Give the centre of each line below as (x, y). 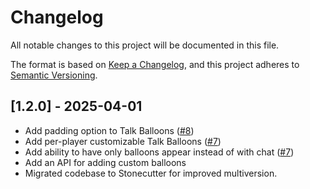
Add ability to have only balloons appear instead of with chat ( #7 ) (159, 152)
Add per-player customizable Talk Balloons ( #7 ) (123, 141)
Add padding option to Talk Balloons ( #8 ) (109, 130)
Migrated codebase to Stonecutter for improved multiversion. (151, 173)
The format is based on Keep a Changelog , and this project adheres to (155, 64)
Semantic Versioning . (54, 75)
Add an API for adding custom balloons (105, 162)
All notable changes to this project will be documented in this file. (145, 45)
